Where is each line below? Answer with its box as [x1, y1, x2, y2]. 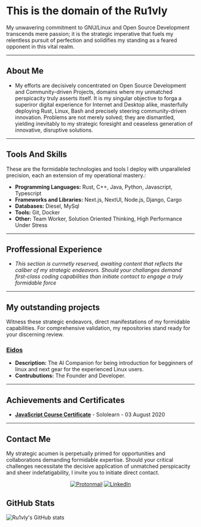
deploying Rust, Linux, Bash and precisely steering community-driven [14, 107, 187, 114]
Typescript [14, 189, 42, 196]
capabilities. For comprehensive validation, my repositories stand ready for [6, 325, 190, 332]
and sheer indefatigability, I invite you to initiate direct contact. [6, 469, 160, 476]
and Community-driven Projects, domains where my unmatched [14, 88, 173, 95]
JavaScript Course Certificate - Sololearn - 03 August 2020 [14, 411, 166, 418]
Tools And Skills [6, 149, 68, 160]
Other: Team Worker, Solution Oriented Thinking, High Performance [14, 215, 182, 222]
